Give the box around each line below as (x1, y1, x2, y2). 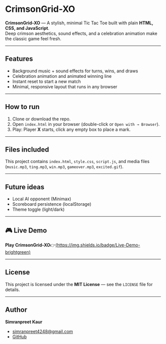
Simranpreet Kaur (5, 319, 43, 325)
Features (5, 55, 33, 63)
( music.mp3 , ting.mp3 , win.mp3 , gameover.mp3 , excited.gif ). (5, 164, 124, 170)
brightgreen (5, 249, 29, 255)
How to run (5, 103, 40, 111)
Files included (5, 145, 49, 154)
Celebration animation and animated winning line (12, 73, 112, 79)
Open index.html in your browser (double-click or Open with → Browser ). (12, 121, 160, 127)
